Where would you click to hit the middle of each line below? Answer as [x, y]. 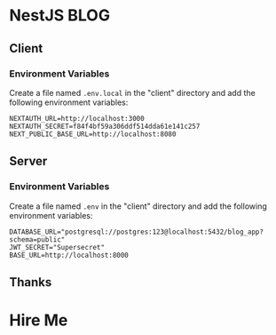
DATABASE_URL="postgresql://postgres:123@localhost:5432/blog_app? [137, 232]
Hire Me [39, 320]
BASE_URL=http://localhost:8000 [69, 255]
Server [28, 161]
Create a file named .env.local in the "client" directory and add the [132, 92]
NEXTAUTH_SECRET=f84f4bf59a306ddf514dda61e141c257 [105, 126]
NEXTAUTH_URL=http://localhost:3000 [77, 118]
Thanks [31, 282]
